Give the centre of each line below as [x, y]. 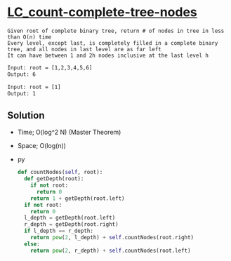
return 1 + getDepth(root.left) [78, 198]
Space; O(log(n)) [42, 146]
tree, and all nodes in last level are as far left [84, 49]
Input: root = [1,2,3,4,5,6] [50, 67]
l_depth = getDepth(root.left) [70, 218]
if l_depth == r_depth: [59, 231]
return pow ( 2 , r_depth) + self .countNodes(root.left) [111, 250]
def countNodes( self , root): [60, 173]
